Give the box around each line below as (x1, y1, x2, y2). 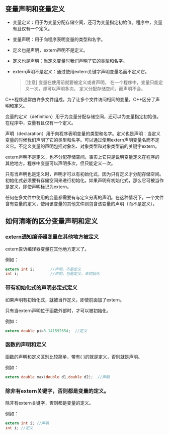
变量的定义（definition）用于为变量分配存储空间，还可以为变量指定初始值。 (5, 113, 161, 119)
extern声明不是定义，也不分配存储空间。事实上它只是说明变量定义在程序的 (5, 154, 160, 160)
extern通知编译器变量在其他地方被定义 (5, 233, 99, 240)
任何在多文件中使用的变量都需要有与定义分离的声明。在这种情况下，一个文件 (5, 194, 164, 200)
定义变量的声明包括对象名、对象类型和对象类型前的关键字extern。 (22, 143, 160, 149)
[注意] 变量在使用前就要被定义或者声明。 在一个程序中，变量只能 (25, 79, 159, 85)
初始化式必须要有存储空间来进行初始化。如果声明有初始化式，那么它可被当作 (5, 177, 164, 183)
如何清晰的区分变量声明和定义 (5, 217, 98, 226)
